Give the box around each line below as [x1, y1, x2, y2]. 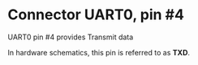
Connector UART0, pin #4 [7, 6, 184, 24]
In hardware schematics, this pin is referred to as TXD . [7, 47, 191, 57]
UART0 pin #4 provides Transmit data [7, 32, 134, 42]
